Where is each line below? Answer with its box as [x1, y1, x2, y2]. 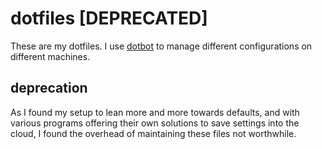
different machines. [10, 50, 91, 62]
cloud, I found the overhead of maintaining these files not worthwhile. [10, 127, 297, 139]
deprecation [10, 80, 88, 97]
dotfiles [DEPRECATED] [10, 7, 208, 30]
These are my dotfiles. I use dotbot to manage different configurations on [10, 40, 313, 52]
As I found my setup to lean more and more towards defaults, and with [10, 106, 300, 118]
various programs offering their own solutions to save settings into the [10, 117, 300, 129]
